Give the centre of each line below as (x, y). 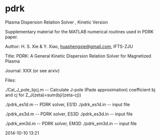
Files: (11, 80)
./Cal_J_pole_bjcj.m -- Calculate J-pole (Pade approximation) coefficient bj (80, 89)
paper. (11, 37)
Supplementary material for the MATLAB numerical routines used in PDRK (80, 31)
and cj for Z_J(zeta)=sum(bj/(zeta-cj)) (43, 95)
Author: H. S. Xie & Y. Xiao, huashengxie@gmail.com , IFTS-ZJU (69, 46)
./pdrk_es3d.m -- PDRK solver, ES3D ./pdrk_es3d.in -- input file (69, 114)
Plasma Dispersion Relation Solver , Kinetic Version (57, 22)
